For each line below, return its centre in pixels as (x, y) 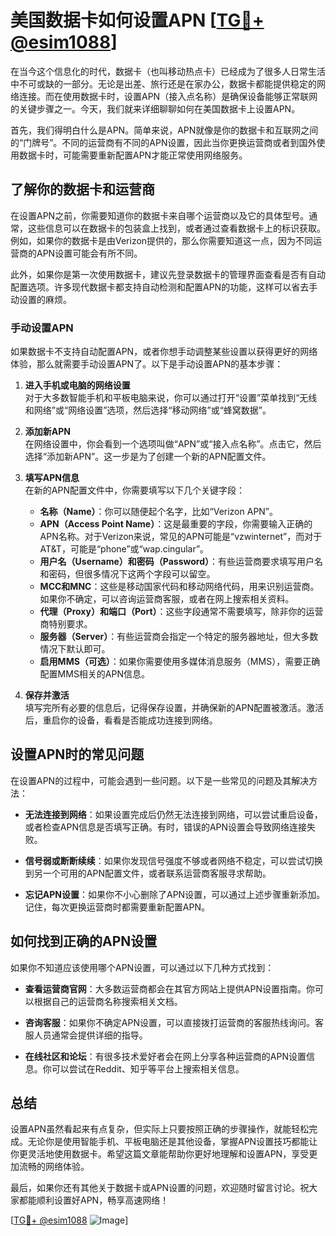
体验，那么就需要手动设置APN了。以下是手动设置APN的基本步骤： (147, 364)
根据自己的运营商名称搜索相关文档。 (108, 1001)
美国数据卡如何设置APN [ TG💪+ (137, 20)
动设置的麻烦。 (41, 299)
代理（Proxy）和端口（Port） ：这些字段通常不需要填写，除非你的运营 (181, 612)
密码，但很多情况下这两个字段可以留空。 (132, 574)
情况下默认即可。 (75, 649)
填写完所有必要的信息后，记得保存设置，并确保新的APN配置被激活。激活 (174, 708)
